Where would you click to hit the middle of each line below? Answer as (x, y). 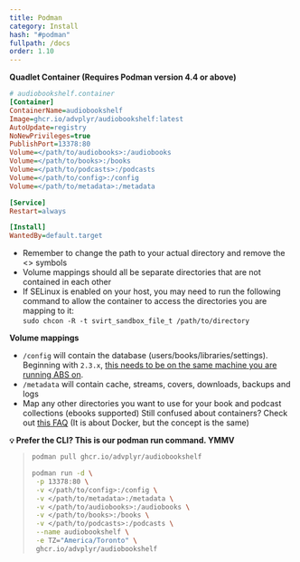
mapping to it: (48, 311)
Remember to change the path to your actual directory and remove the (154, 253)
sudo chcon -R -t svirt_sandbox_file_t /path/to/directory (136, 321)
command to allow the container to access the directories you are (145, 301)
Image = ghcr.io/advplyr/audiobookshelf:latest (96, 119)
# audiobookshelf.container (62, 94)
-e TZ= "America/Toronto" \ (86, 540)
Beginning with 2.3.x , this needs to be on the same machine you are (150, 365)
